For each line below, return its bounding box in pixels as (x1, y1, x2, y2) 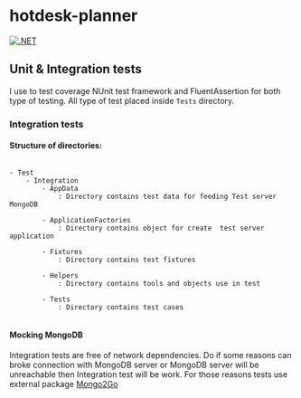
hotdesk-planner (9, 5, 138, 26)
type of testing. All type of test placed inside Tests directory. (9, 95, 235, 106)
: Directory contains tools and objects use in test (57, 279, 260, 288)
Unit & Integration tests (9, 62, 142, 77)
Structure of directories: (9, 140, 102, 151)
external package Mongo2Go (9, 379, 118, 390)
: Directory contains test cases (57, 302, 183, 312)
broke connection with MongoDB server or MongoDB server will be (9, 359, 259, 371)
